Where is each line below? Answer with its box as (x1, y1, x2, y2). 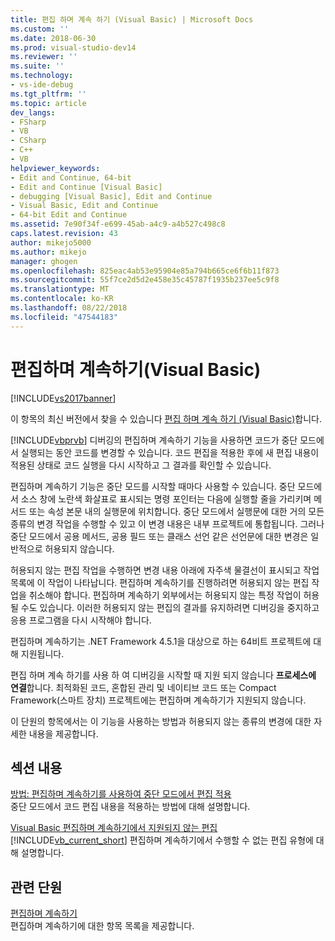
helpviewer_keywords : (10, 163, 101, 173)
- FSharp (10, 117, 47, 127)
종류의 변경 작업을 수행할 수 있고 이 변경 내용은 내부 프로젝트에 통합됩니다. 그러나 (10, 517, 325, 530)
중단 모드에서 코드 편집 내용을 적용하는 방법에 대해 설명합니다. (10, 801, 251, 813)
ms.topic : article (10, 98, 87, 108)
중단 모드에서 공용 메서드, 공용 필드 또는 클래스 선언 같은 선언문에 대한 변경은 (10, 530, 309, 542)
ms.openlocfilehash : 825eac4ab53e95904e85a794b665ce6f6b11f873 (10, 266, 280, 276)
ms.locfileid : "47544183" (10, 312, 118, 322)
